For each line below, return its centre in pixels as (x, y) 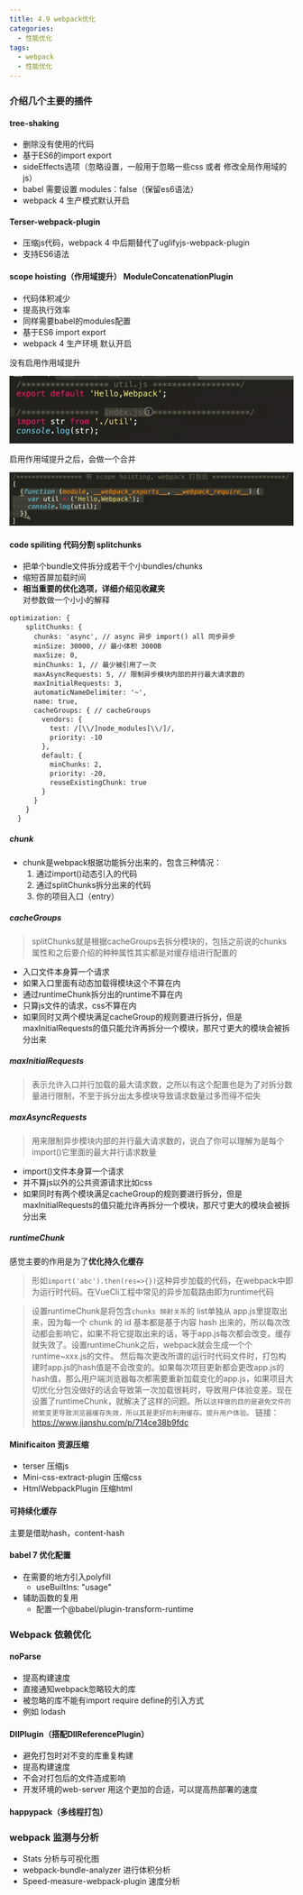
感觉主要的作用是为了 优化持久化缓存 (77, 1261)
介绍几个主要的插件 (51, 101)
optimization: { (40, 618)
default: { (62, 756)
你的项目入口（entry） (77, 896)
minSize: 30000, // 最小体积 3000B (97, 646)
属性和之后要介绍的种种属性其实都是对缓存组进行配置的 (134, 953)
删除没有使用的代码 (58, 144)
